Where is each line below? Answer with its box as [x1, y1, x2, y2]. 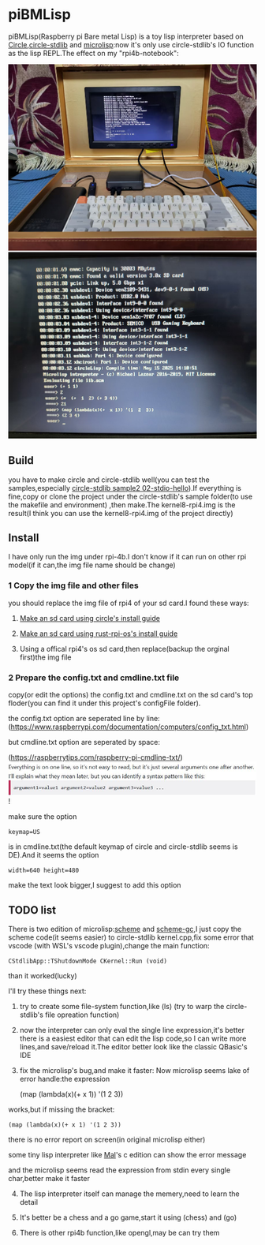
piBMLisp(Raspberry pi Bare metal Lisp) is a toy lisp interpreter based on [8, 32, 244, 41]
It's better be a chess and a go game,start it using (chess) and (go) [19, 1213, 237, 1222]
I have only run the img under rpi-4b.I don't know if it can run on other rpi [8, 552, 247, 562]
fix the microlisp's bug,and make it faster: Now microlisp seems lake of [19, 1066, 250, 1075]
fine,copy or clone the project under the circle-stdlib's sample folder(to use [8, 492, 253, 501]
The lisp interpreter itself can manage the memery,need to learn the [19, 1189, 241, 1198]
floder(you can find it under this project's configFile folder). [8, 698, 201, 708]
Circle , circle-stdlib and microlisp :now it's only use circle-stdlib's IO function [8, 39, 255, 49]
